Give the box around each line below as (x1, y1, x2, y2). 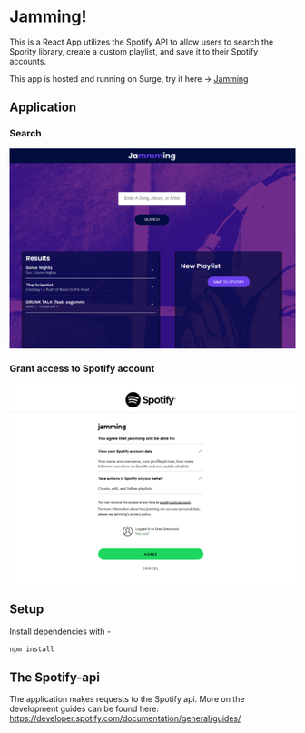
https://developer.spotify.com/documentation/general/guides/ (9, 713, 241, 724)
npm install (9, 644, 54, 654)
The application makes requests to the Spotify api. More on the (9, 694, 245, 705)
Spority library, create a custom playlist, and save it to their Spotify (9, 45, 259, 56)
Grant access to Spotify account (9, 362, 155, 375)
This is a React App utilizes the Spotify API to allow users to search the (9, 36, 274, 47)
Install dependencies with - (9, 626, 112, 637)
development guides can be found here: (9, 703, 159, 715)
